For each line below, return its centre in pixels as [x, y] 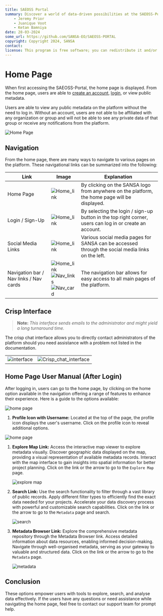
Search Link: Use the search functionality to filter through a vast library [83, 491]
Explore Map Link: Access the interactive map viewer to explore [76, 447]
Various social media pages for [116, 238]
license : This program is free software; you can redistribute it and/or [81, 50]
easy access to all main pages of [118, 279]
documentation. [21, 348]
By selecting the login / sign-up [117, 211]
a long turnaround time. [41, 328]
